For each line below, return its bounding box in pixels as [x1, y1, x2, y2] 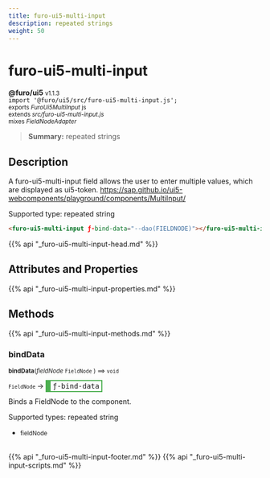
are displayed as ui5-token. [8, 185, 99, 195]
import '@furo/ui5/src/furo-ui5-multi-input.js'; [8, 97, 178, 105]
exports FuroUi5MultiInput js [8, 104, 87, 112]
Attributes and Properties [8, 262, 138, 276]
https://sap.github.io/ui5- [100, 185, 183, 195]
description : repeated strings [8, 19, 113, 27]
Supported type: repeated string [8, 209, 115, 219]
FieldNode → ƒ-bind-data [8, 381, 100, 390]
